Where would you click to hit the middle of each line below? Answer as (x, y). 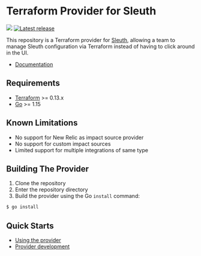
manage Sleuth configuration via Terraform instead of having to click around (100, 46)
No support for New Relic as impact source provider (79, 137)
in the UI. (17, 53)
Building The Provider (47, 169)
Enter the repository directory (51, 189)
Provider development (42, 246)
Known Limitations (42, 123)
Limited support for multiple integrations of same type (82, 150)
